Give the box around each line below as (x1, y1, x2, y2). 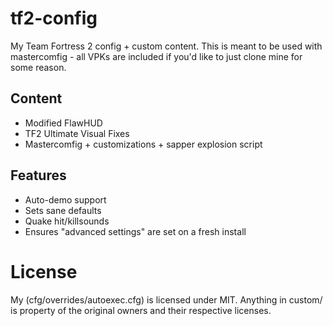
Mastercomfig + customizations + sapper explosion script (24, 138, 263, 150)
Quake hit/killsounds (24, 215, 110, 227)
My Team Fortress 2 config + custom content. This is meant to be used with (10, 40, 323, 52)
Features (10, 167, 67, 184)
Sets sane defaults (24, 204, 102, 216)
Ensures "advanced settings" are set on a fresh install (24, 225, 247, 237)
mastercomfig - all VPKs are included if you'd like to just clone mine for (10, 50, 303, 62)
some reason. (10, 61, 67, 73)
